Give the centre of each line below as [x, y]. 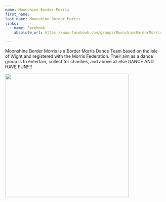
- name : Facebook [27, 28]
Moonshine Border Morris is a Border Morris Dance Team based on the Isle [82, 51]
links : [12, 23]
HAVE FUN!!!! [19, 67]
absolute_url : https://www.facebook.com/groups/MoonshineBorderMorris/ [89, 33]
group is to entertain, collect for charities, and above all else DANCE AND [80, 61]
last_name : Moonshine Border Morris [43, 19]
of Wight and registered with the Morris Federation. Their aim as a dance [79, 56]
